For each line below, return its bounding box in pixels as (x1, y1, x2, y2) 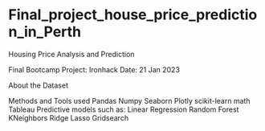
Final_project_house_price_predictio (8, 6, 258, 24)
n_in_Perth (8, 23, 82, 41)
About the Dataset (8, 80, 68, 90)
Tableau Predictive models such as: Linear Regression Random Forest (8, 104, 239, 114)
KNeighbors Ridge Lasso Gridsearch (8, 113, 129, 122)
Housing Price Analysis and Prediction (8, 49, 135, 59)
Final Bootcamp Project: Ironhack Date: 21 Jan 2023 (8, 64, 181, 74)
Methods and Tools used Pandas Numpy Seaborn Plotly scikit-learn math (8, 96, 251, 105)
